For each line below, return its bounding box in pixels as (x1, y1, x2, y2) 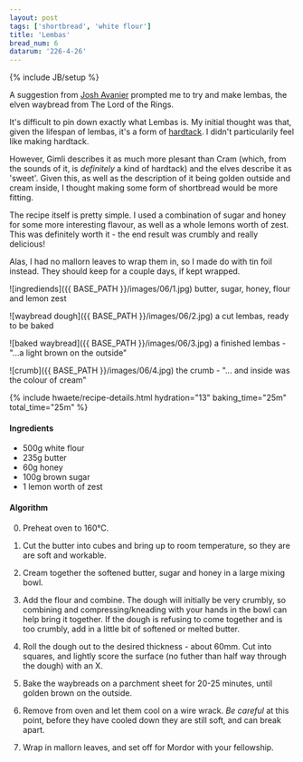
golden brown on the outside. (22, 687, 133, 698)
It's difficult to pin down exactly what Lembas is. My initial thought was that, (9, 117, 292, 128)
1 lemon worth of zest (22, 482, 103, 493)
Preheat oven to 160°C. (22, 523, 109, 533)
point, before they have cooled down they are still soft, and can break (22, 714, 282, 726)
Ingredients (9, 423, 54, 434)
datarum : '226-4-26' (9, 47, 88, 56)
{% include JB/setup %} (9, 72, 99, 83)
